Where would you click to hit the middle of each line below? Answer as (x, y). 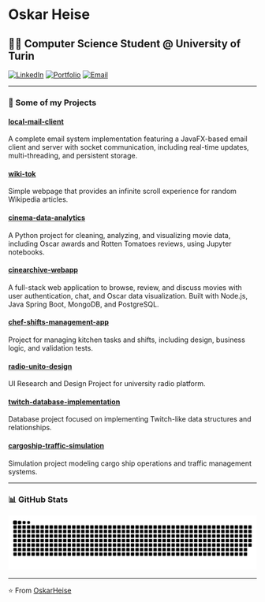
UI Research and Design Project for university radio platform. (107, 384)
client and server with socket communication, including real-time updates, (129, 147)
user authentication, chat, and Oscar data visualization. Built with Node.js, (128, 295)
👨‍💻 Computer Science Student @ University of (125, 44)
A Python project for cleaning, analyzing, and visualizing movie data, (119, 235)
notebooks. (26, 252)
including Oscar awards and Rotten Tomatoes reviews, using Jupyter (120, 243)
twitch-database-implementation (64, 401)
